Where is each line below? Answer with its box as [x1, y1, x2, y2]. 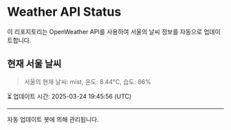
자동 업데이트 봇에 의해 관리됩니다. [7, 115, 99, 123]
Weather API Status [7, 4, 122, 20]
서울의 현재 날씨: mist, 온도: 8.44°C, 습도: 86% [23, 77, 151, 86]
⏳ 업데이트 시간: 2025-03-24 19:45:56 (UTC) [7, 92, 132, 100]
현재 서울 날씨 [7, 58, 62, 70]
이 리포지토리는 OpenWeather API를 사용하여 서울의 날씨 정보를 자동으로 [7, 27, 203, 36]
